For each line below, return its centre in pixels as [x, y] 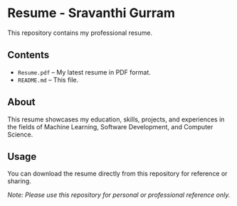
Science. [20, 134]
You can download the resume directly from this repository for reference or [117, 174]
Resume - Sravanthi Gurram [91, 13]
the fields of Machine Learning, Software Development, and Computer [110, 126]
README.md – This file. [48, 80]
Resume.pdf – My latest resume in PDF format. [84, 72]
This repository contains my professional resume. [80, 33]
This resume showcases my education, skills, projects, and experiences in [116, 119]
